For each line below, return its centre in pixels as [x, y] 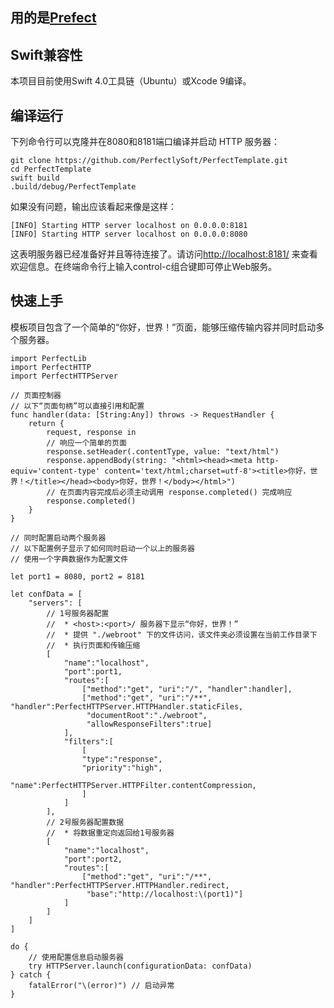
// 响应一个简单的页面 [86, 443]
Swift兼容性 [46, 54]
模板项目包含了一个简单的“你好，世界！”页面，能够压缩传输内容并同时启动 [163, 327]
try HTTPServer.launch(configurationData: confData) [140, 966]
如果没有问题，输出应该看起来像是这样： [93, 207]
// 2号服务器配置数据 [85, 822]
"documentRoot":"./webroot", [147, 715]
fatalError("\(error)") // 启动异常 [101, 985]
